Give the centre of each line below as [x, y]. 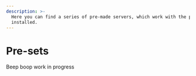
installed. [24, 22]
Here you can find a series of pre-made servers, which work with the [99, 17]
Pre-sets [27, 51]
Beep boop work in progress [40, 67]
